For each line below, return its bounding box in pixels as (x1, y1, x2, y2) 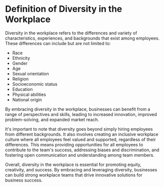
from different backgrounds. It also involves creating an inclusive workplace (5, 131, 159, 137)
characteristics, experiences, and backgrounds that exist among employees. (5, 35, 160, 41)
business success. (5, 177, 43, 183)
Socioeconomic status (12, 81, 57, 87)
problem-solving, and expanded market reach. (5, 117, 99, 122)
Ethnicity (12, 55, 30, 61)
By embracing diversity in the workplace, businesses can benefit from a (5, 106, 151, 112)
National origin (12, 96, 42, 102)
